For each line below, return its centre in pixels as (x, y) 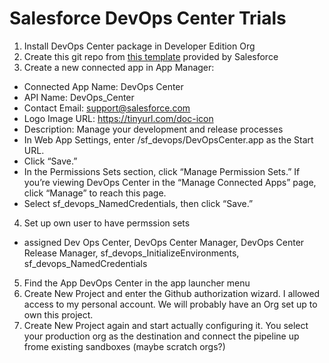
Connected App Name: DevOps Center (103, 86)
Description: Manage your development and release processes (153, 129)
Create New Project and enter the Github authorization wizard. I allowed (172, 293)
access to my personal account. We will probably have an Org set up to (170, 304)
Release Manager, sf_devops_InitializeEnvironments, (131, 253)
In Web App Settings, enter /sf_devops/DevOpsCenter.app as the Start (168, 139)
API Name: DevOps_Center (79, 97)
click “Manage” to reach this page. (95, 193)
